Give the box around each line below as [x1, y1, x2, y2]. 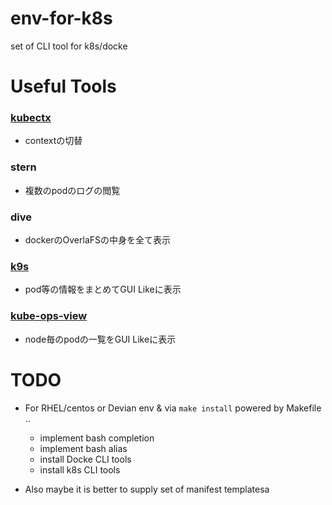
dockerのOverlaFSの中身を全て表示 [24, 234, 172, 246]
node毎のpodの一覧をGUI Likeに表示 [24, 333, 177, 345]
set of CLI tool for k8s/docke [10, 40, 128, 52]
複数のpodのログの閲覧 [24, 184, 121, 196]
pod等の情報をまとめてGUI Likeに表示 [24, 283, 182, 296]
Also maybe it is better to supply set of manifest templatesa [24, 483, 270, 495]
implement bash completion [39, 432, 155, 444]
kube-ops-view [10, 309, 88, 323]
